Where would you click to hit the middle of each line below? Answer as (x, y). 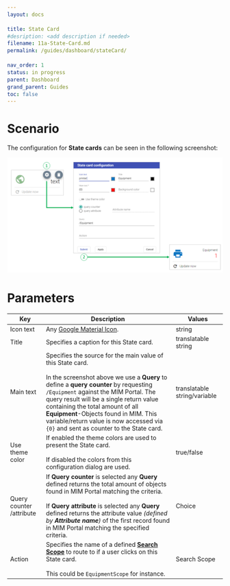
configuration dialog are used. (88, 467)
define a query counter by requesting (99, 385)
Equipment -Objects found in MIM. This (101, 414)
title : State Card (33, 29)
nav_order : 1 (26, 65)
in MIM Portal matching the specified (97, 528)
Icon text (22, 329)
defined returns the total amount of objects (106, 484)
